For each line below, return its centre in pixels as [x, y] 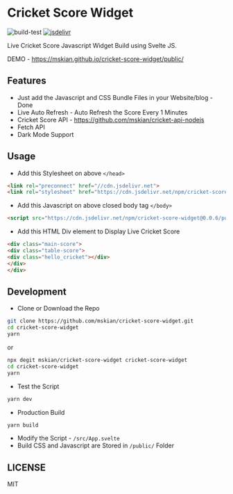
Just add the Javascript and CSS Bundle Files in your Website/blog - [115, 97]
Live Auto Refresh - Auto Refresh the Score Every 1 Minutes [102, 112]
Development [37, 291]
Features [27, 81]
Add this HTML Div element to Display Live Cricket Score [98, 231]
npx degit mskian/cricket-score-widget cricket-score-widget [97, 360]
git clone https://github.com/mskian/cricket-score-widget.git [101, 321]
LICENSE [27, 467]
